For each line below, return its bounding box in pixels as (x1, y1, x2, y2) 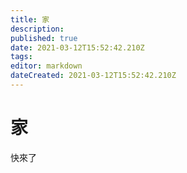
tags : (10, 52, 33, 62)
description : (10, 24, 65, 34)
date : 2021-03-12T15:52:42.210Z (10, 42, 145, 53)
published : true (10, 33, 78, 43)
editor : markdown (10, 61, 83, 71)
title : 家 (10, 14, 50, 25)
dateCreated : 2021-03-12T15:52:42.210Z (10, 71, 177, 81)
